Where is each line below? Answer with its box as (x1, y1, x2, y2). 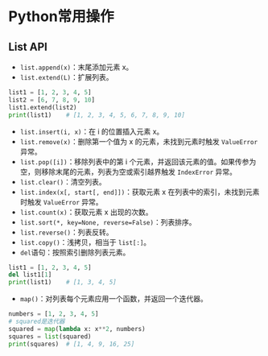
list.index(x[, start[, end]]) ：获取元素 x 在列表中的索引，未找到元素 (19, 187, 260, 197)
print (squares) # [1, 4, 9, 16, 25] (8, 340, 135, 348)
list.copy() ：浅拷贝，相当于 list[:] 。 (19, 237, 151, 246)
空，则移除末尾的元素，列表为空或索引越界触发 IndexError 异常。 (19, 167, 237, 176)
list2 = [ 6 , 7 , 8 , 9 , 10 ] (8, 96, 95, 104)
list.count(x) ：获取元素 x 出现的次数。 (19, 207, 153, 217)
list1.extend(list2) (8, 103, 78, 111)
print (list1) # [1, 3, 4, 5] (8, 279, 117, 287)
